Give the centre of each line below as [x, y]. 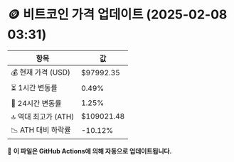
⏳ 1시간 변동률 [34, 87]
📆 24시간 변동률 [36, 103]
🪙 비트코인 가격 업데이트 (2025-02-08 [117, 15]
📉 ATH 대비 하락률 [41, 130]
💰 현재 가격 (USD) [41, 72]
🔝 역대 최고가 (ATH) [43, 117]
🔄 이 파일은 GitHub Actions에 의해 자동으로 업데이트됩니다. [90, 151]
